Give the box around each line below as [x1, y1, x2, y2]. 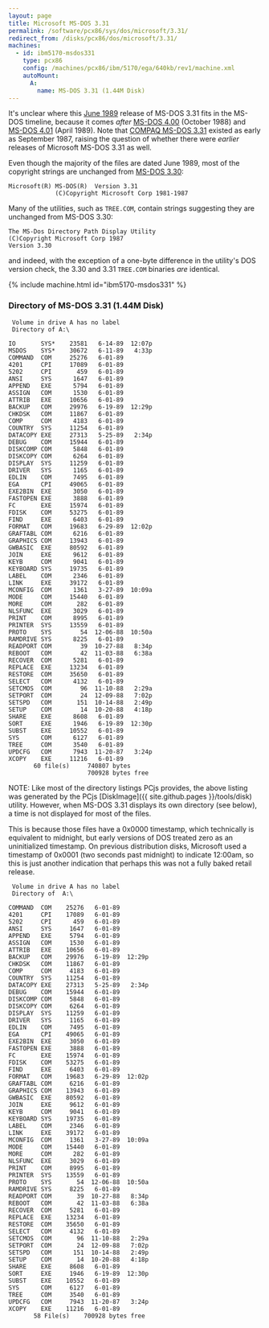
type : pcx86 [22, 57, 63, 65]
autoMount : [22, 72, 59, 80]
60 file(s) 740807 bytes [33, 762, 131, 770]
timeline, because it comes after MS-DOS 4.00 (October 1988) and [25, 117, 247, 127]
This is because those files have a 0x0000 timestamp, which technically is [8, 824, 255, 833]
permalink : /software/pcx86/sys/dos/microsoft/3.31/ [8, 27, 189, 35]
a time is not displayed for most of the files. [8, 808, 152, 818]
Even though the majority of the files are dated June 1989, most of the [8, 158, 240, 168]
